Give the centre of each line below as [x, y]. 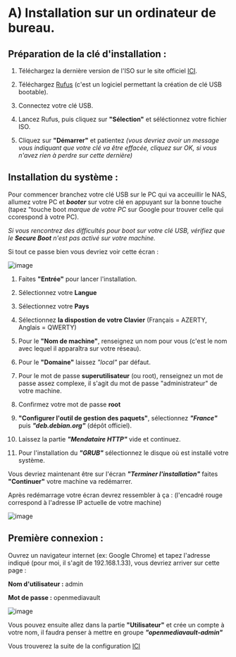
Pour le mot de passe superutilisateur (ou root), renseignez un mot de [120, 375]
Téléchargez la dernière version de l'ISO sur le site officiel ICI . [108, 71]
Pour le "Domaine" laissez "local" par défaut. [84, 362]
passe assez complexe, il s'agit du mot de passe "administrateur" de [118, 383]
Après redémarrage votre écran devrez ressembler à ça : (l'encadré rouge [115, 495]
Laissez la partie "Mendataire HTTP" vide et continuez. [100, 439]
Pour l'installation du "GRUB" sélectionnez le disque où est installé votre [123, 453]
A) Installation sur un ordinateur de [112, 13]
